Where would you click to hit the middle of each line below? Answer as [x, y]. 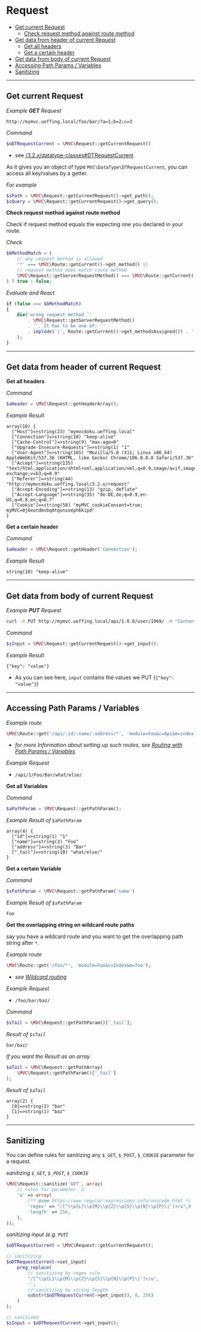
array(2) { [20, 1101]
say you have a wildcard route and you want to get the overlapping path [95, 937]
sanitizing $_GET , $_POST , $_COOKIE [47, 1173]
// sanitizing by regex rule [64, 1273]
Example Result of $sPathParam [44, 903]
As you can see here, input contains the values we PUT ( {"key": [95, 677]
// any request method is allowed [60, 259]
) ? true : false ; [29, 281]
